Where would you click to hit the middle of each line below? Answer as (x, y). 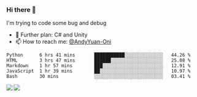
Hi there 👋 (21, 10)
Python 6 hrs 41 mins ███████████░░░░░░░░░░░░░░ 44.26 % (98, 55)
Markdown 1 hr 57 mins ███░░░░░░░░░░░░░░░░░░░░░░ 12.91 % (98, 66)
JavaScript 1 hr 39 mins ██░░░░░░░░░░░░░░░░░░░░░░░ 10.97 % (98, 71)
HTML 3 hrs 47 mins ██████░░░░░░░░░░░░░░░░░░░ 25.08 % (98, 60)
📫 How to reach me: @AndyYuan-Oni (63, 41)
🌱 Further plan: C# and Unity (51, 35)
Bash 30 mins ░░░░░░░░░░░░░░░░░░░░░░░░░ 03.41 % (98, 77)
